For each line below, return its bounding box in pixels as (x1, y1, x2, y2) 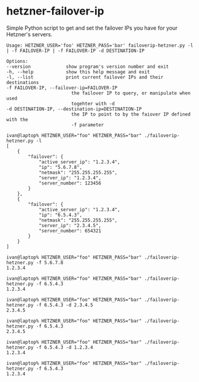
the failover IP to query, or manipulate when (71, 90, 191, 96)
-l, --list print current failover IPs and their (6, 74, 164, 80)
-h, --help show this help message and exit (6, 68, 150, 75)
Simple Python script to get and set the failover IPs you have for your (6, 24, 178, 31)
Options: (6, 58, 28, 64)
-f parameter (71, 122, 104, 128)
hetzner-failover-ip (6, 4, 105, 18)
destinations (6, 79, 39, 85)
